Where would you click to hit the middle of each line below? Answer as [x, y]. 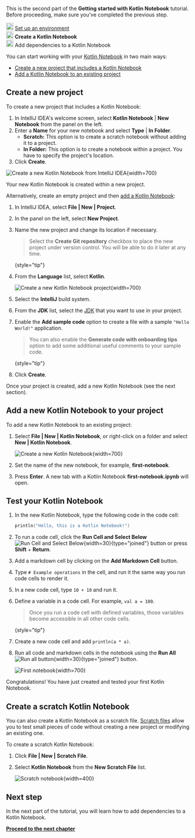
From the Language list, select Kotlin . [60, 276]
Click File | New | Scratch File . [51, 756]
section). [17, 392]
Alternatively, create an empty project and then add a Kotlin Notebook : [91, 195]
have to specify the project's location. [69, 155]
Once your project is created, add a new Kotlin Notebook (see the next [91, 386]
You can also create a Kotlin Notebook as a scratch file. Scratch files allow [95, 721]
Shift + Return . [33, 549]
